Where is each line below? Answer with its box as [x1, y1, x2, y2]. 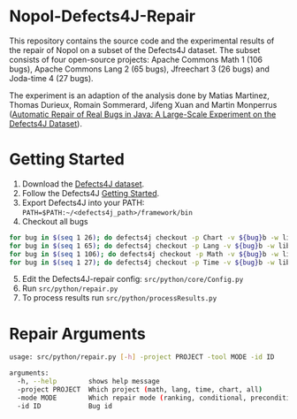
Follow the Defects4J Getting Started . [21, 187, 160, 198]
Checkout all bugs [21, 216, 88, 226]
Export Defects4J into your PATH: [21, 197, 145, 208]
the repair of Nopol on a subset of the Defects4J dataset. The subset [9, 44, 261, 55]
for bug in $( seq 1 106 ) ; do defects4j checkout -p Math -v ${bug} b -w [9, 249, 278, 258]
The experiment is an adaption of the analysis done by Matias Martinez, [9, 90, 270, 101]
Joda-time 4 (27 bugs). [9, 72, 95, 83]
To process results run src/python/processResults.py [21, 293, 217, 303]
